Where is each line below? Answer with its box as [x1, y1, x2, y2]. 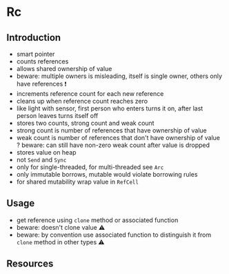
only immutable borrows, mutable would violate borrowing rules [16, 170, 198, 178]
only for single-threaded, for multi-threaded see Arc [16, 163, 164, 171]
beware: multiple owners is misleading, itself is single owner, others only [16, 72, 222, 80]
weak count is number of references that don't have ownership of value [16, 134, 221, 141]
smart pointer [16, 50, 55, 58]
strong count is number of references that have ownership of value [16, 126, 208, 135]
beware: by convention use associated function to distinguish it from [16, 231, 212, 239]
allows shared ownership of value [16, 65, 112, 72]
